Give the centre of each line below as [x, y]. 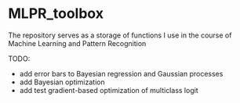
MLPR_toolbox [56, 14]
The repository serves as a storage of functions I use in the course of [120, 35]
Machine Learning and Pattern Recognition [77, 43]
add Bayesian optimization [62, 82]
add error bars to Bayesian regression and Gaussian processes [121, 73]
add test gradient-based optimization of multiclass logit [109, 90]
